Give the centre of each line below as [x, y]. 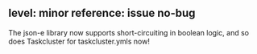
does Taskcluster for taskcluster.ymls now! [79, 41]
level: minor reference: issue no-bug [102, 13]
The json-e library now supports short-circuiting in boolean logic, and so [129, 32]
